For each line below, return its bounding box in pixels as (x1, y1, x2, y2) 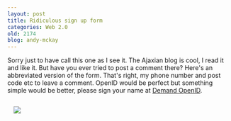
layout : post (7, 10, 46, 18)
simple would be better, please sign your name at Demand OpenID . (7, 86, 203, 95)
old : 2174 (7, 30, 37, 38)
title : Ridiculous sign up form (7, 17, 103, 24)
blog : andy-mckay (7, 37, 59, 44)
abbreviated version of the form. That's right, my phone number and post (7, 71, 221, 80)
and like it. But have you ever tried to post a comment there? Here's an (7, 64, 213, 72)
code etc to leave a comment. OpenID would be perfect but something (7, 79, 213, 87)
